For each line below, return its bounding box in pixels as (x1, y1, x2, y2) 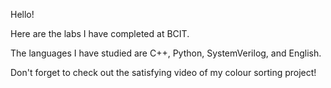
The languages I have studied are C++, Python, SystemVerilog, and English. (10, 47, 322, 59)
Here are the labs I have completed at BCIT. (10, 28, 190, 39)
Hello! (10, 9, 35, 20)
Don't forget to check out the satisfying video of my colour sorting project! (10, 67, 317, 78)
